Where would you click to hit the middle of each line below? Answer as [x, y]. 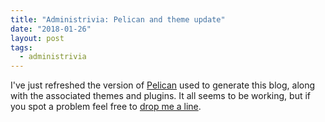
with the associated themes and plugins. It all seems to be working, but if [161, 96]
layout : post [37, 38]
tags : [21, 47]
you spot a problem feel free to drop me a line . [106, 107]
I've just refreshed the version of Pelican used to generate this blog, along [163, 85]
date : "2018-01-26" [51, 29]
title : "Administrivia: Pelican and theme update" [118, 19]
